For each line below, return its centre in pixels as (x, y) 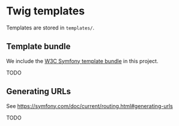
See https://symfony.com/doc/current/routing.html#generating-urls (89, 106)
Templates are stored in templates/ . (50, 28)
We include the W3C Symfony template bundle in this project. (82, 61)
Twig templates (46, 11)
